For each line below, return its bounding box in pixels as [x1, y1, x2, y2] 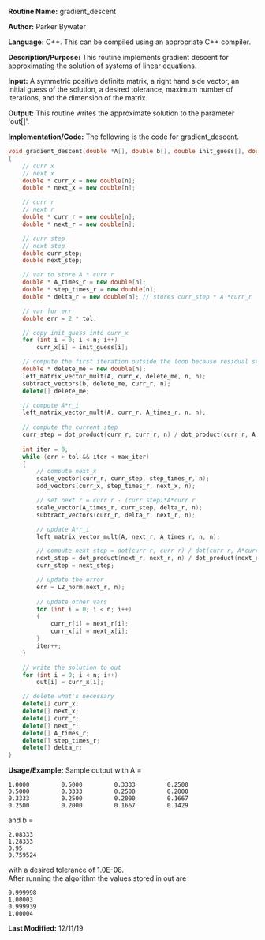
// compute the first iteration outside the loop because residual [22, 358, 248, 366]
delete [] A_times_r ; [22, 729, 90, 737]
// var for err [22, 307, 73, 315]
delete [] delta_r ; [22, 744, 83, 752]
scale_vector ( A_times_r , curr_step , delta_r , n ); [36, 503, 203, 512]
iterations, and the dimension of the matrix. [8, 93, 148, 102]
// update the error [36, 576, 104, 584]
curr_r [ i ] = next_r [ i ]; [50, 620, 129, 628]
